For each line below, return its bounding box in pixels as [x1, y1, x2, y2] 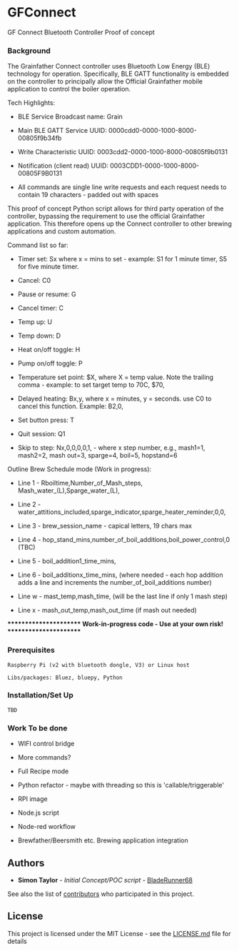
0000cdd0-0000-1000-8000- [108, 126, 198, 135]
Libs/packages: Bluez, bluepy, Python [7, 674, 123, 681]
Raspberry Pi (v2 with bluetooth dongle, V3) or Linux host [7, 661, 190, 668]
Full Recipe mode [17, 767, 69, 775]
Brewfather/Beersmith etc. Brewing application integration [17, 836, 188, 845]
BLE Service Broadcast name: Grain [17, 112, 123, 121]
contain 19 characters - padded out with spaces [17, 191, 159, 199]
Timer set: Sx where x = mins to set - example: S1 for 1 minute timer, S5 [17, 255, 227, 263]
